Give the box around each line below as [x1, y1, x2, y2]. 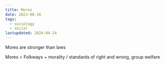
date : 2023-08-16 [5, 12, 41, 17]
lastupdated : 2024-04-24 [5, 30, 57, 35]
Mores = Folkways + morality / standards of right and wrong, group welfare [5, 54, 160, 60]
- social [9, 26, 28, 31]
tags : [5, 16, 16, 21]
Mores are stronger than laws [5, 44, 66, 50]
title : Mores [5, 7, 32, 12]
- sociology [9, 21, 35, 26]
